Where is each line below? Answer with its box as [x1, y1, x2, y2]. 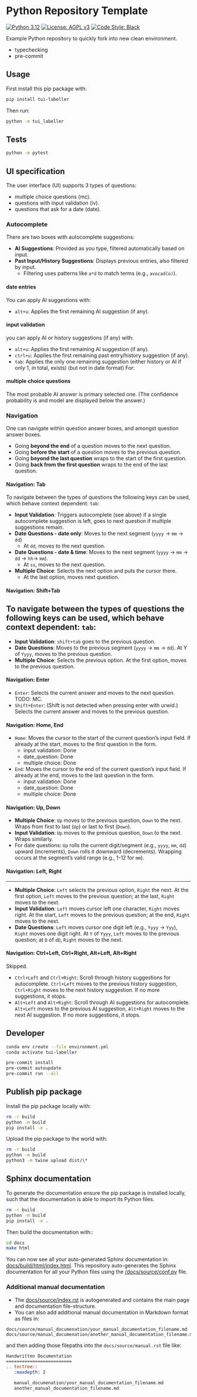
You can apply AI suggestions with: [6, 296, 91, 303]
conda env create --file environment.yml [6, 1043, 109, 1050]
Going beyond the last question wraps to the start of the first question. [14, 455, 187, 462]
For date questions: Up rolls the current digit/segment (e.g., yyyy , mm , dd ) [14, 842, 187, 849]
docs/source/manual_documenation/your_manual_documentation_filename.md [6, 1326, 188, 1332]
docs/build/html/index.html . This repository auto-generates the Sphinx [6, 1262, 176, 1269]
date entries [6, 283, 36, 290]
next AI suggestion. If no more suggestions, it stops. [14, 1011, 141, 1018]
